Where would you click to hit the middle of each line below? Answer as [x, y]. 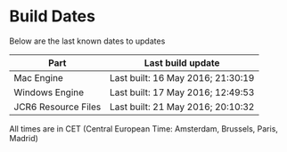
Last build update [182, 62]
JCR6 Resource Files [57, 107]
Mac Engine [39, 77]
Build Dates [53, 16]
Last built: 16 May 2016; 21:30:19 [182, 77]
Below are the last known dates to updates [87, 41]
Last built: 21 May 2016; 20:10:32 [182, 107]
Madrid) [24, 138]
